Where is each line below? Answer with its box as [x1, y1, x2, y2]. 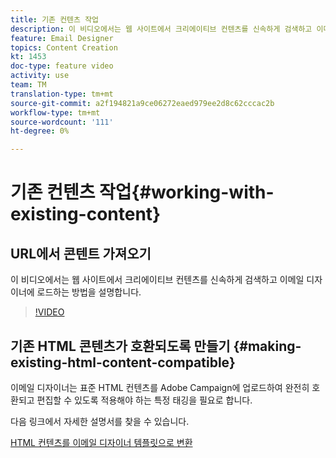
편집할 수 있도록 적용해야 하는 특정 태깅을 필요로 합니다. [36, 394, 253, 406]
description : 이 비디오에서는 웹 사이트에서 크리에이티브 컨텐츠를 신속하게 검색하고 [10, 24, 313, 34]
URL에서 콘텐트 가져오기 [10, 245, 152, 262]
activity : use [10, 71, 70, 81]
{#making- [233, 337, 302, 355]
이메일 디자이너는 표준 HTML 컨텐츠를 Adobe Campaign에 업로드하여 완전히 [10, 381, 310, 393]
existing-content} [10, 203, 162, 226]
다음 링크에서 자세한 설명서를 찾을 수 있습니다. [10, 415, 190, 427]
